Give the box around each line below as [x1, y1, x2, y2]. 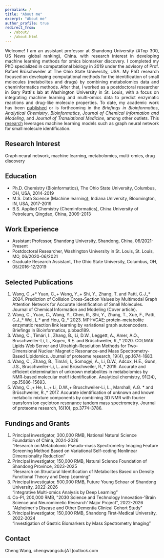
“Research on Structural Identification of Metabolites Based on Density [12, 468, 155, 474]
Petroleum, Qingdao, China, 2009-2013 [12, 211, 91, 217]
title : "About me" [5, 12, 42, 17]
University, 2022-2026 [12, 484, 58, 490]
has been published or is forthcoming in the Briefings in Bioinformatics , [5, 104, 160, 110]
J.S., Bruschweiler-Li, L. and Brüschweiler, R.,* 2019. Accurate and [12, 364, 146, 370]
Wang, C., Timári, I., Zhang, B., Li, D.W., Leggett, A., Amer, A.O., [12, 332, 139, 338]
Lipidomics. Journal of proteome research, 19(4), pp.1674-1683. [26, 353, 154, 359]
